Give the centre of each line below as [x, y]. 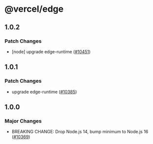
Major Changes [23, 121]
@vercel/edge [34, 9]
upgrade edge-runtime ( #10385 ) [44, 92]
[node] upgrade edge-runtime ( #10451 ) [51, 51]
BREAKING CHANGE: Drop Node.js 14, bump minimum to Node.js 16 [80, 132]
